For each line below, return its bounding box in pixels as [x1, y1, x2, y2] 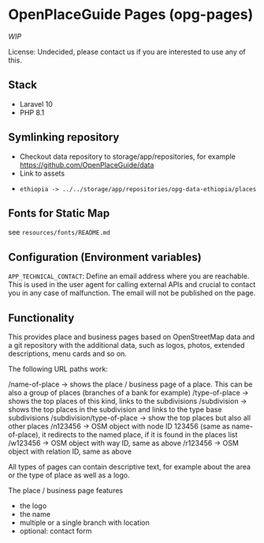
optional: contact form [19, 526, 92, 535]
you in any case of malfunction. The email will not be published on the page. [8, 288, 256, 298]
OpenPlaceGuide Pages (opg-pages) [8, 6, 254, 24]
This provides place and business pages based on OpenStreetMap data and [8, 332, 255, 341]
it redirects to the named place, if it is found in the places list [42, 430, 238, 439]
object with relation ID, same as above [8, 447, 132, 456]
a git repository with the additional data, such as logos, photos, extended [8, 341, 245, 349]
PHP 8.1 [19, 107, 45, 117]
